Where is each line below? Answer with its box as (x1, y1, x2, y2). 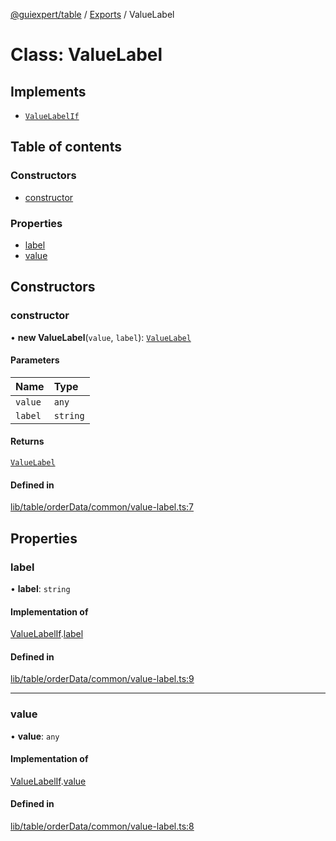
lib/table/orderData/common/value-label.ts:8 (10, 820, 195, 833)
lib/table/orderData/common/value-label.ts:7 (10, 501, 195, 513)
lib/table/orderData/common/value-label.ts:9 (10, 673, 195, 685)
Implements (10, 83, 87, 100)
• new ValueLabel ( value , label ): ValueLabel (10, 331, 192, 343)
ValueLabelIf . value (10, 775, 87, 787)
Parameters (10, 354, 60, 366)
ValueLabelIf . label (10, 628, 84, 640)
